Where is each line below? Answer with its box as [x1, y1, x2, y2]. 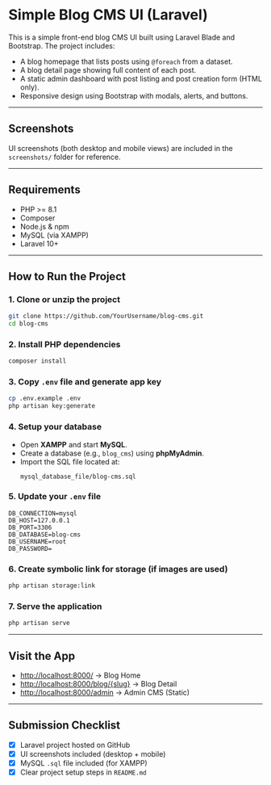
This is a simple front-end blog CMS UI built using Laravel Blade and [8, 32, 236, 42]
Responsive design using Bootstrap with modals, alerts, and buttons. [19, 90, 248, 100]
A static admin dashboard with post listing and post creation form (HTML [19, 73, 262, 83]
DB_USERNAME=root [8, 537, 67, 546]
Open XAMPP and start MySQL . [19, 439, 127, 449]
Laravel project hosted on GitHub [19, 740, 131, 749]
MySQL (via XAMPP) [19, 230, 89, 240]
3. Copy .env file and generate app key [8, 376, 162, 388]
